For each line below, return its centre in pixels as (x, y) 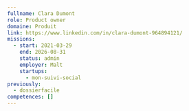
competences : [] (30, 97)
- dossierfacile (36, 90)
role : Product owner (37, 20)
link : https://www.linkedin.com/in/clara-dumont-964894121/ (95, 33)
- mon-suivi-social (53, 78)
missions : (21, 39)
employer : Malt (41, 65)
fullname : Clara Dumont (41, 13)
